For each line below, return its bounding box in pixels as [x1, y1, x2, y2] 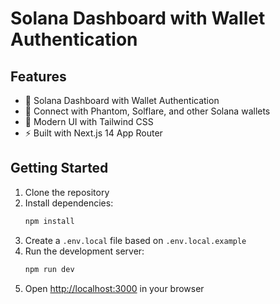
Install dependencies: [24, 197, 114, 209]
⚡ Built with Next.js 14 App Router [24, 127, 163, 139]
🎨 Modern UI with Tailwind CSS [24, 116, 154, 127]
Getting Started [10, 160, 109, 177]
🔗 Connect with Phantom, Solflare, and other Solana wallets [24, 105, 271, 117]
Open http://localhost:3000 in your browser [24, 282, 205, 294]
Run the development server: [24, 245, 145, 257]
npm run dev [24, 264, 75, 274]
